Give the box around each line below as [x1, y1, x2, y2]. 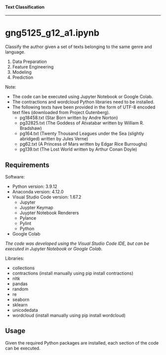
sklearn [12, 301, 28, 307]
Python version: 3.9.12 [12, 183, 58, 189]
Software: [5, 174, 25, 179]
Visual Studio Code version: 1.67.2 [12, 194, 82, 200]
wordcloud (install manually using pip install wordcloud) [12, 312, 126, 318]
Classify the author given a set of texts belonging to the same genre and [5, 44, 152, 50]
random [12, 286, 29, 292]
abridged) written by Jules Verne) [19, 136, 88, 142]
